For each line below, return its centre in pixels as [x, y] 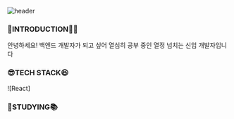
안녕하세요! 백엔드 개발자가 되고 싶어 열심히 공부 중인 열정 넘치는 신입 [102, 45]
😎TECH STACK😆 [38, 73]
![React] [19, 88]
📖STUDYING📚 [32, 107]
